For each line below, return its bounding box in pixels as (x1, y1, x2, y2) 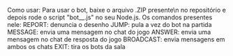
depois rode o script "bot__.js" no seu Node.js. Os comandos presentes (7, 13, 213, 21)
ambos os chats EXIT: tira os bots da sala (7, 43, 126, 50)
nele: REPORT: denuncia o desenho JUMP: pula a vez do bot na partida (7, 21, 212, 28)
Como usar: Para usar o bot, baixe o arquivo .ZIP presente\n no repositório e (7, 6, 227, 14)
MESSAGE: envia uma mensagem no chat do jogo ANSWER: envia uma (7, 28, 211, 36)
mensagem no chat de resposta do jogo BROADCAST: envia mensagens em (7, 35, 225, 44)
